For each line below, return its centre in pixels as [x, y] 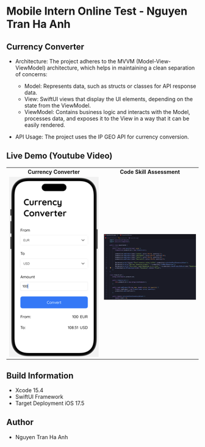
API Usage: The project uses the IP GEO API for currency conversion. [102, 137]
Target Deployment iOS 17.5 [50, 403]
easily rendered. [45, 125]
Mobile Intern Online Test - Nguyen [97, 11]
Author [20, 422]
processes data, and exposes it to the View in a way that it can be [107, 118]
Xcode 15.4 [29, 390]
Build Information [40, 375]
